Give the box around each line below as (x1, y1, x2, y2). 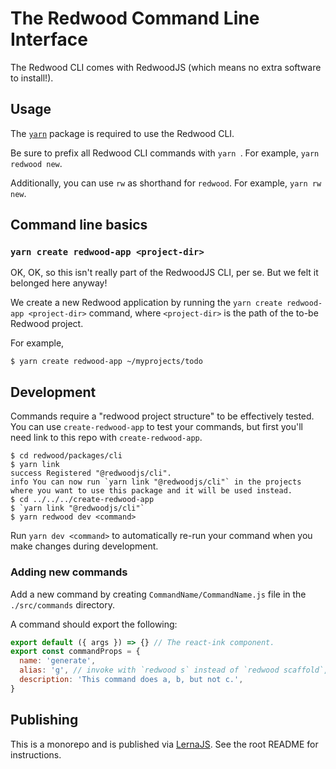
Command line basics (10, 217, 148, 234)
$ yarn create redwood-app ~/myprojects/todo (10, 357, 203, 367)
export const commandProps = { (10, 647, 141, 657)
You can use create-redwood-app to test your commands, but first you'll (10, 421, 303, 433)
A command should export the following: (10, 618, 178, 630)
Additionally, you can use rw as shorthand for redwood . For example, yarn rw (10, 177, 322, 189)
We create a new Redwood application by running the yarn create (10, 297, 283, 309)
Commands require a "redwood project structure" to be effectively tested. (10, 410, 315, 422)
